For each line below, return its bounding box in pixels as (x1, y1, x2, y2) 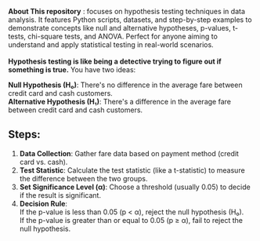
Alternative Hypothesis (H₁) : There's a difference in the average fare (8, 97, 231, 106)
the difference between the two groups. (19, 173, 148, 183)
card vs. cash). (19, 157, 68, 166)
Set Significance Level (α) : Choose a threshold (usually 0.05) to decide (19, 182, 251, 192)
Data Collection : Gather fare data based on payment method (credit (19, 148, 239, 158)
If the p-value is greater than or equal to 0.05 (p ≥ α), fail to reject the (19, 215, 243, 225)
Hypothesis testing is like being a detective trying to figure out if (8, 57, 222, 66)
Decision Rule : (19, 199, 68, 208)
